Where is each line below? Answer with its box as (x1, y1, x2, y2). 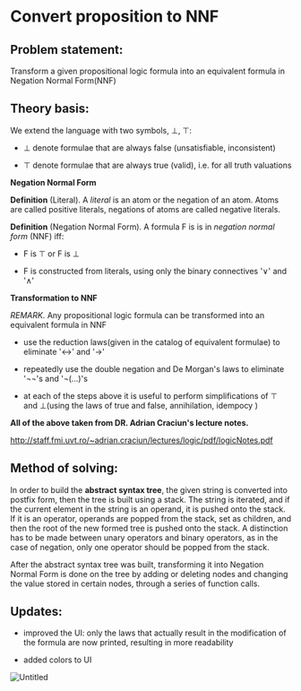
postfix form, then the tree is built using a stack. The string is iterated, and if (10, 494, 290, 505)
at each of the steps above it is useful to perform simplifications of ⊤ (22, 390, 278, 401)
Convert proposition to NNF (10, 6, 219, 27)
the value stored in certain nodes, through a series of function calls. (10, 578, 261, 589)
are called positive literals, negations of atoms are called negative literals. (10, 203, 281, 214)
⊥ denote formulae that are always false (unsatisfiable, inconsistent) (22, 142, 276, 153)
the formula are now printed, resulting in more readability (22, 637, 234, 648)
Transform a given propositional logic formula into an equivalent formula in (10, 65, 286, 76)
